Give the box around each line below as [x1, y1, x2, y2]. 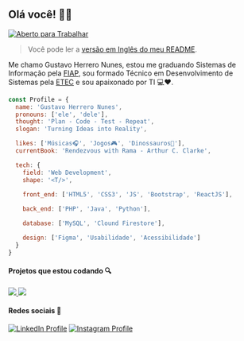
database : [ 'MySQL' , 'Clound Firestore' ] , [22, 219, 165, 227]
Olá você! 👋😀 [8, 8, 73, 21]
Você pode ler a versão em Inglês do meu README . [27, 45, 197, 54]
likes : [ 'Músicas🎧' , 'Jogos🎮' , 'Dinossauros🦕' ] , [15, 140, 185, 148]
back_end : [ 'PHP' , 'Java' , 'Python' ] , [22, 205, 151, 213]
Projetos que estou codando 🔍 [8, 266, 112, 276]
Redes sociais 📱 [8, 306, 62, 316]
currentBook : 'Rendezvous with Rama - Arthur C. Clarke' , [15, 147, 212, 155]
